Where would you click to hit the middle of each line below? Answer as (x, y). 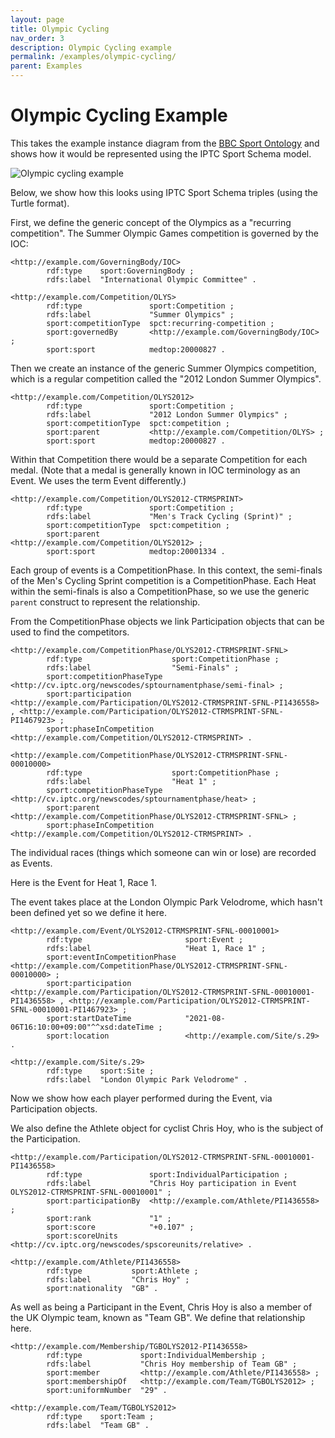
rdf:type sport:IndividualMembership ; (156, 1355)
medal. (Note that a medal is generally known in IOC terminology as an (155, 470)
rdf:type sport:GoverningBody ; (120, 271)
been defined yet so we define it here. (88, 912)
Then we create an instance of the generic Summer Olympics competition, (163, 368)
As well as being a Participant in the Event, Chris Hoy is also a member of (161, 1307)
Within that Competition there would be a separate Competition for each (159, 459)
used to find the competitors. (70, 632)
